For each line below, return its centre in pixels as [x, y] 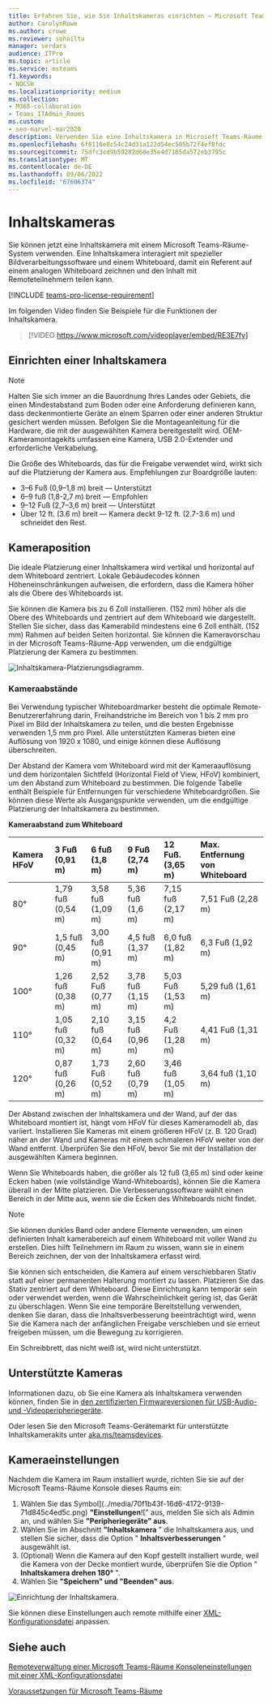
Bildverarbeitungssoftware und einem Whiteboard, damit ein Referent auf [130, 262]
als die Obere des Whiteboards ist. [66, 593]
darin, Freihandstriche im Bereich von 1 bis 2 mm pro [161, 715]
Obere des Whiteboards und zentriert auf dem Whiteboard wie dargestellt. [132, 617]
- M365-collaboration [45, 106]
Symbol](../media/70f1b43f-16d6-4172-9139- [149, 1504]
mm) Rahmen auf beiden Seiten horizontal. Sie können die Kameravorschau [134, 635]
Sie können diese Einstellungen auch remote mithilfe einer [105, 1613]
